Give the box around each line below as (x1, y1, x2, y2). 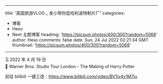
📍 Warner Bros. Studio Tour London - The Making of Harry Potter (5, 64, 135, 69)
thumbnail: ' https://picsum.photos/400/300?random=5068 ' (12, 42, 131, 48)
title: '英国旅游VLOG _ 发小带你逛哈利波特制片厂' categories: (5, 10, 125, 16)
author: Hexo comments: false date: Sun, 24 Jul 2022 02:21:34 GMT (12, 37, 149, 42)
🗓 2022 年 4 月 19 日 (5, 56, 47, 62)
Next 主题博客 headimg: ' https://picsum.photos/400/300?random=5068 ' (12, 32, 158, 37)
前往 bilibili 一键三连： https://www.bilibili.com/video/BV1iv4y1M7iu (5, 73, 137, 79)
